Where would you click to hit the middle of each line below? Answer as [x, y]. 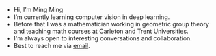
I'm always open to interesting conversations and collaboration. [103, 38]
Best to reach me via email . [52, 46]
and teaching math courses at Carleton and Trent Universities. [101, 31]
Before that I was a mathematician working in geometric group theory [111, 24]
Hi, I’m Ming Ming [38, 10]
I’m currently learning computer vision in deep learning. [92, 17]
